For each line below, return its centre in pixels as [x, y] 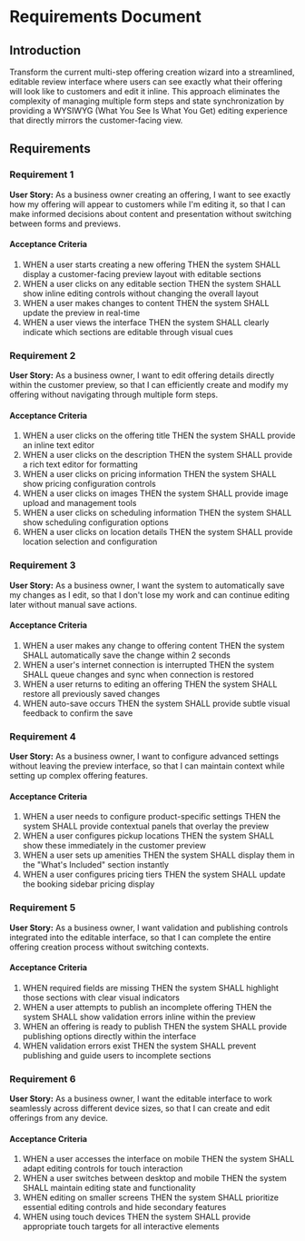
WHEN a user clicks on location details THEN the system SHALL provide [157, 532]
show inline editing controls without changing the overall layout [140, 293]
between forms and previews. [65, 223]
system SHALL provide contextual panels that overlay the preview [146, 826]
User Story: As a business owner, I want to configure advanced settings [144, 757]
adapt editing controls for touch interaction [103, 1168]
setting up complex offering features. [79, 776]
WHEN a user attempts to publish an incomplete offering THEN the [147, 1007]
